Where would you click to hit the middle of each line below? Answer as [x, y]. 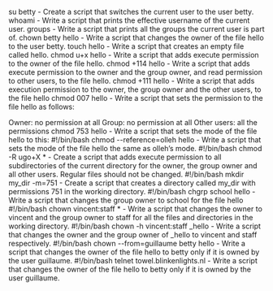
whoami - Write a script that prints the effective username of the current [129, 20]
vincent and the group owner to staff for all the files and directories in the [131, 217]
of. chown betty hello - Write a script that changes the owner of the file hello [136, 37]
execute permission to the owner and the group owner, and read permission [135, 72]
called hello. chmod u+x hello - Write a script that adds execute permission [134, 55]
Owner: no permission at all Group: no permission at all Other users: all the [133, 122]
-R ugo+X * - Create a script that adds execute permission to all [115, 157]
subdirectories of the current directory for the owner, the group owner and [133, 165]
